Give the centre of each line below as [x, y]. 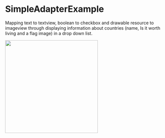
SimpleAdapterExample [55, 9]
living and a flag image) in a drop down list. [49, 33]
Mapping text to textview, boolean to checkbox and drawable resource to [80, 23]
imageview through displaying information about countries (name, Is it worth [83, 28]
